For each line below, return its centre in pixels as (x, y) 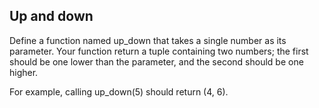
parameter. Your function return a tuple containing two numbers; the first (159, 51)
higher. (24, 72)
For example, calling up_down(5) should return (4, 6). (119, 91)
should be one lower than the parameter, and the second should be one (156, 61)
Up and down (51, 16)
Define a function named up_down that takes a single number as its (148, 40)
